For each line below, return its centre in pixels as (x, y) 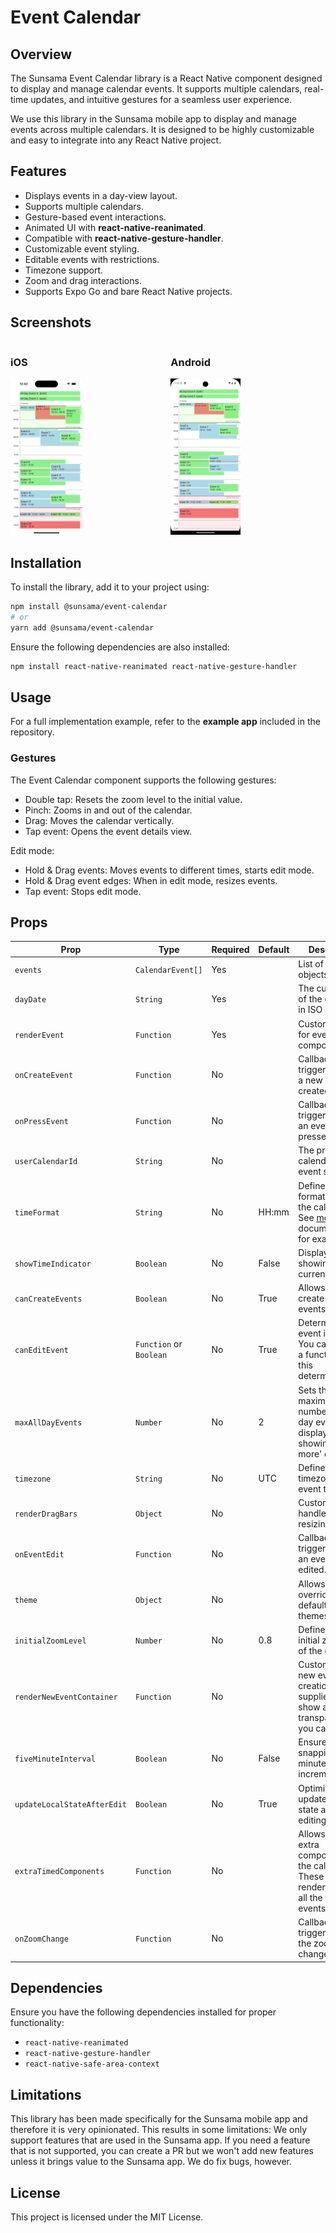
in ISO (310, 1010)
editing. (314, 1820)
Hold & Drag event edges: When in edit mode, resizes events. (151, 880)
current (313, 1273)
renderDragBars (46, 1514)
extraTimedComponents (59, 1872)
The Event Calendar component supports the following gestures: (143, 780)
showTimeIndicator (53, 1264)
